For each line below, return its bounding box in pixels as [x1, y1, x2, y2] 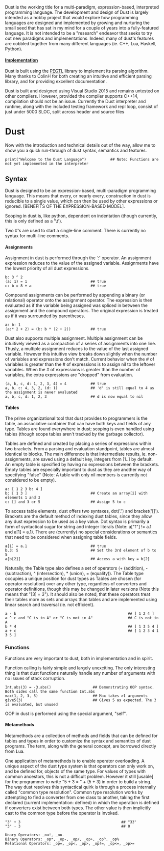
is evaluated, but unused [5, 702, 58, 707]
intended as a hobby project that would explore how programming [5, 15, 139, 20]
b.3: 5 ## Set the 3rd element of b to [5, 548, 157, 553]
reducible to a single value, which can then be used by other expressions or [5, 198, 158, 204]
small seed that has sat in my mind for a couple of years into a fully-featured [5, 25, 159, 31]
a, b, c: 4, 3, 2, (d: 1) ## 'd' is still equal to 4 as [5, 385, 154, 391]
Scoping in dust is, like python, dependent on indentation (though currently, [5, 213, 158, 219]
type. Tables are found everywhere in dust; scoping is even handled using [5, 426, 154, 432]
